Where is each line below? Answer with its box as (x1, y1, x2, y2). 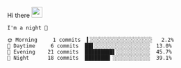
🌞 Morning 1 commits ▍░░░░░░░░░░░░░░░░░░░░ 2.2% (7, 36, 175, 43)
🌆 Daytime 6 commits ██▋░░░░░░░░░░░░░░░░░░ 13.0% (7, 43, 172, 49)
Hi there (7, 11, 30, 19)
